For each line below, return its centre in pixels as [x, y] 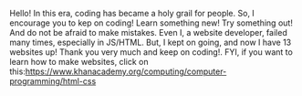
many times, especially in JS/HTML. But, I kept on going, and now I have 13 [151, 42]
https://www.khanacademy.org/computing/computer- [126, 71]
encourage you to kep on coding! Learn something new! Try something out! [151, 23]
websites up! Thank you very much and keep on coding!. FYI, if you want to [151, 52]
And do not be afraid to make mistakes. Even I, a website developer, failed [148, 32]
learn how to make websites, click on [79, 62]
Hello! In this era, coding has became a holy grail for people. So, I [132, 13]
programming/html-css [53, 81]
